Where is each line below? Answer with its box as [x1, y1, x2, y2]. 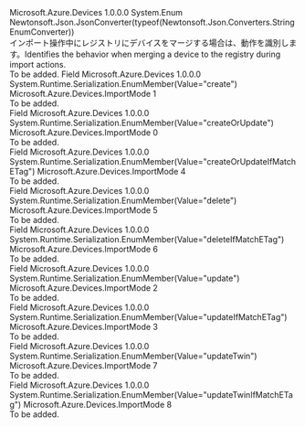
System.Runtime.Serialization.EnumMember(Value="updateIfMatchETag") [9, 312, 288, 322]
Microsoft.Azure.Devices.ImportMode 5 [9, 205, 158, 216]
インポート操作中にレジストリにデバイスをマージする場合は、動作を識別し [9, 37, 289, 48]
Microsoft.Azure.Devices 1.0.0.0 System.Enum [9, 7, 184, 17]
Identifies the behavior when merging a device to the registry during [24, 48, 281, 59]
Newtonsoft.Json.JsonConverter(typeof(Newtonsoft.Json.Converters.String [9, 16, 295, 27]
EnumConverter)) [9, 27, 75, 37]
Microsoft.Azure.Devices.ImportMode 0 [9, 127, 158, 138]
